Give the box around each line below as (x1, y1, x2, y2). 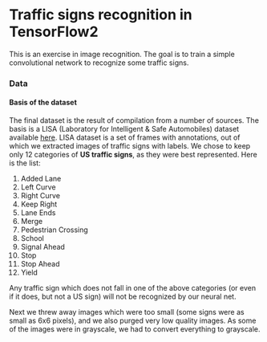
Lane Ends (20, 208, 56, 218)
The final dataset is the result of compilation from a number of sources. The (9, 116, 260, 125)
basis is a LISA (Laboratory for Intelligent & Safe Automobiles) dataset (9, 124, 240, 134)
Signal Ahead (20, 242, 65, 252)
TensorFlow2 (9, 22, 99, 41)
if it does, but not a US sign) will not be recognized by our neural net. (9, 291, 237, 302)
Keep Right (20, 199, 58, 210)
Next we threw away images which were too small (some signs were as (9, 307, 245, 317)
